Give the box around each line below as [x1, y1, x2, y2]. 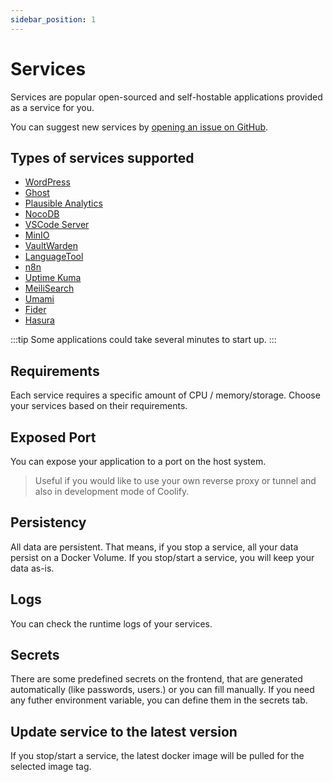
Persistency [10, 514, 87, 531]
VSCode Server [24, 219, 90, 231]
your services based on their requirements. [10, 400, 188, 412]
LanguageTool [24, 251, 84, 263]
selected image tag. [10, 761, 92, 773]
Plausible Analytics [24, 197, 103, 210]
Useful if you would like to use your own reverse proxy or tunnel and [34, 475, 317, 486]
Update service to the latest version [10, 723, 238, 740]
